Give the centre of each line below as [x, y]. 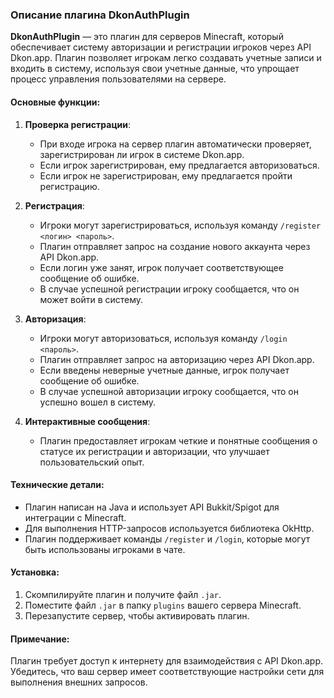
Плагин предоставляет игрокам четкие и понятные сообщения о [178, 440]
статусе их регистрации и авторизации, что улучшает [154, 451]
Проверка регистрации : [78, 124]
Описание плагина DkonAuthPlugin [100, 15]
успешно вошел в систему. [98, 402]
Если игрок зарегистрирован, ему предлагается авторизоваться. [179, 165]
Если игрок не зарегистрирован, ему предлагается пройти [166, 175]
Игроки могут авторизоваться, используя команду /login [163, 338]
